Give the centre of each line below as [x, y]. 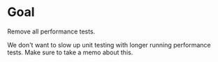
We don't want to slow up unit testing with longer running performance [109, 45]
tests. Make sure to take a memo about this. [70, 52]
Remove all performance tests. [51, 31]
